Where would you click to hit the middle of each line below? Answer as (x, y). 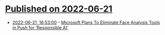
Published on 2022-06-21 (59, 9)
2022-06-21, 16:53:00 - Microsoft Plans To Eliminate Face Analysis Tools (86, 22)
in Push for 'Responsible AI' (40, 27)
